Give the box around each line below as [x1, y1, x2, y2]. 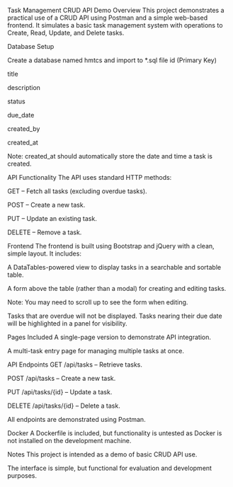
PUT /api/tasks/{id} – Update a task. [7, 388, 113, 396]
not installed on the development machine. [7, 437, 132, 445]
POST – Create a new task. [7, 201, 86, 209]
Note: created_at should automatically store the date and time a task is [7, 152, 212, 160]
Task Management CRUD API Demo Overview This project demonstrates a [7, 6, 225, 14]
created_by [7, 125, 40, 133]
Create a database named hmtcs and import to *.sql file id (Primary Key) [7, 56, 217, 64]
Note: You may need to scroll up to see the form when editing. [7, 298, 188, 306]
